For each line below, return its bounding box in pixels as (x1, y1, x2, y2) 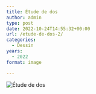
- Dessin (11, 43, 34, 49)
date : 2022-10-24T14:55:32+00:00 (6, 25, 91, 32)
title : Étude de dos (6, 8, 59, 15)
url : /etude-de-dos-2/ (6, 31, 63, 37)
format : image (6, 59, 42, 65)
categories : (6, 37, 36, 43)
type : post (6, 20, 34, 26)
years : (6, 48, 23, 54)
